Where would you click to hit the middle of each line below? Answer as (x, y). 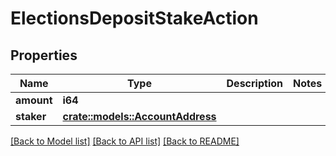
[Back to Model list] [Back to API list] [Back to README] (125, 141)
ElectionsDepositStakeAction (134, 18)
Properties (44, 55)
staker (31, 116)
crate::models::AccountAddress (139, 116)
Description (254, 83)
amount (34, 100)
